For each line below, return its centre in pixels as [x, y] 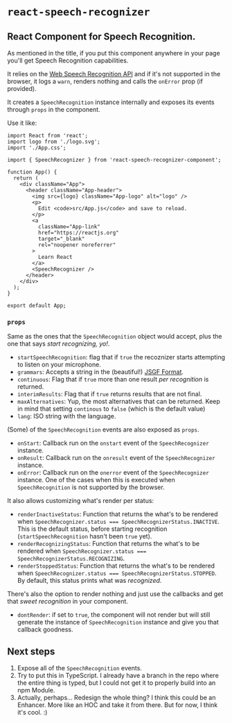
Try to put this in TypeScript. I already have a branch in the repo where [118, 676]
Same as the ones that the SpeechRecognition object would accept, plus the [115, 337]
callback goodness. [45, 629]
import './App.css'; [37, 148]
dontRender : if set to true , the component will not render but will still [114, 615]
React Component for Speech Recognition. [101, 36]
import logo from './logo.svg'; [54, 142]
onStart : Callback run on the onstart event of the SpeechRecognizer [113, 443]
